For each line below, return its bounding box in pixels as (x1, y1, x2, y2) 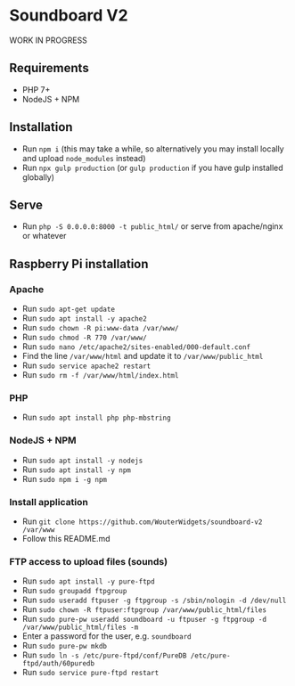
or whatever (21, 231, 67, 241)
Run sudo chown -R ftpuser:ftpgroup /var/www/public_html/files (21, 604, 267, 615)
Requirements (9, 61, 89, 76)
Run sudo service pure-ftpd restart (21, 667, 160, 678)
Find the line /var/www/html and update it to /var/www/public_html (21, 351, 264, 362)
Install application (9, 495, 89, 508)
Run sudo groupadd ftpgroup (21, 585, 127, 596)
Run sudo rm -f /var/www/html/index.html (21, 370, 179, 380)
